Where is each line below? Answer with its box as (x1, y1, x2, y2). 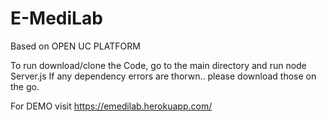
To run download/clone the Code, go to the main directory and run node (10, 59, 307, 71)
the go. (10, 80, 40, 92)
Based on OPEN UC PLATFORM (10, 40, 141, 52)
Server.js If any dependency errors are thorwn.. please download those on (10, 70, 317, 82)
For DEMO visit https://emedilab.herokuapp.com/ (10, 100, 213, 112)
